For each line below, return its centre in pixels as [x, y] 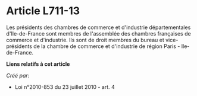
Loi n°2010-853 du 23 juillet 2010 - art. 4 [65, 87]
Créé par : [18, 75]
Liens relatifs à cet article [38, 64]
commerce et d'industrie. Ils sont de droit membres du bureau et [85, 40]
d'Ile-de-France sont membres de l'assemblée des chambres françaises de [99, 33]
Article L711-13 [43, 11]
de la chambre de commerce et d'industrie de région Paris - [107, 46]
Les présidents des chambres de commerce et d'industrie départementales [98, 27]
